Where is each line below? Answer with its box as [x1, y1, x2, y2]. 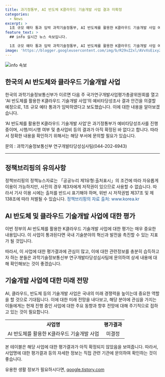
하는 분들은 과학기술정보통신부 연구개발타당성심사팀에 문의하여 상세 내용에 [10, 255, 152, 261]
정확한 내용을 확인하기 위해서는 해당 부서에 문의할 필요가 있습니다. [10, 133, 136, 139]
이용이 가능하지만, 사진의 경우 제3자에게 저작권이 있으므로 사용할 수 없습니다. [5, 184, 152, 189]
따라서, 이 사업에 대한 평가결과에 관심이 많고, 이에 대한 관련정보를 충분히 [5, 248, 142, 254]
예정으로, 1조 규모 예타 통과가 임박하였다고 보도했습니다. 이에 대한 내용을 [5, 104, 143, 110]
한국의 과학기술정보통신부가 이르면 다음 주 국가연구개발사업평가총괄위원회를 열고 [5, 92, 159, 98]
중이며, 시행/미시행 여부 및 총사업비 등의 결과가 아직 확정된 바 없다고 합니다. [5, 127, 149, 133]
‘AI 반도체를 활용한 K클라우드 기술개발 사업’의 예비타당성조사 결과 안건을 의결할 [5, 98, 156, 104]
